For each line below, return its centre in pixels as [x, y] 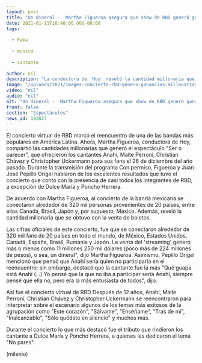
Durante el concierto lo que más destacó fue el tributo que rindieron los [95, 330]
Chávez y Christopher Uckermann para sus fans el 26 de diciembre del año [99, 161]
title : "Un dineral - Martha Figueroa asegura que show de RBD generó [98, 17]
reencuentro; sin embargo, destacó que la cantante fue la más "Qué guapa [99, 268]
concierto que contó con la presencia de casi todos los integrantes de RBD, [99, 180]
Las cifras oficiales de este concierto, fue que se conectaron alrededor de [98, 229]
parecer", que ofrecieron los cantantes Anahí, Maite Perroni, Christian [92, 155]
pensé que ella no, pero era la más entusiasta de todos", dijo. [82, 280]
